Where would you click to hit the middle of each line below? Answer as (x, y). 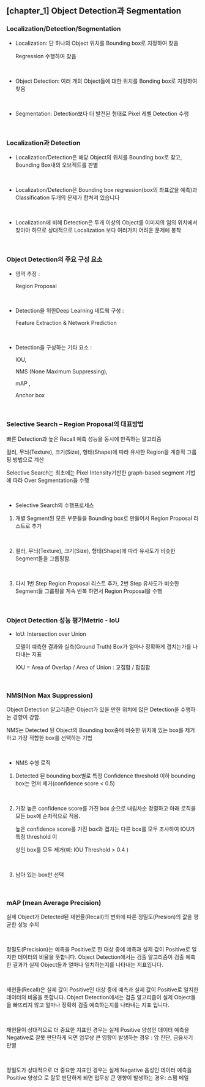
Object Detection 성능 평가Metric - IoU (63, 620)
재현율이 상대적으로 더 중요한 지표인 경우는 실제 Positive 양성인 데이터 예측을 (98, 1030)
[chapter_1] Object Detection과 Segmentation (94, 11)
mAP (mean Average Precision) (54, 903)
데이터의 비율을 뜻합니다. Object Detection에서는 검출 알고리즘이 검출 (101, 957)
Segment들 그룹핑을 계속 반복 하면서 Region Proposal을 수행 (89, 591)
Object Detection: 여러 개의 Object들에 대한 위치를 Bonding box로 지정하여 (106, 81)
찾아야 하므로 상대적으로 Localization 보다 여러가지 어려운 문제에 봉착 (98, 230)
